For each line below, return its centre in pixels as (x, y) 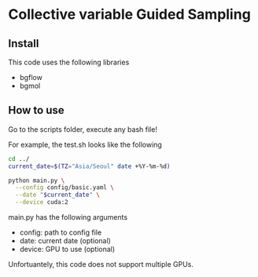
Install (24, 44)
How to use (36, 110)
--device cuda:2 (42, 202)
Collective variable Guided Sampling (130, 15)
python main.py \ (37, 180)
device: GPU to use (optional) (67, 250)
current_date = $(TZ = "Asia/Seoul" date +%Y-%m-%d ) (89, 166)
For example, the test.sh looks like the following (85, 144)
